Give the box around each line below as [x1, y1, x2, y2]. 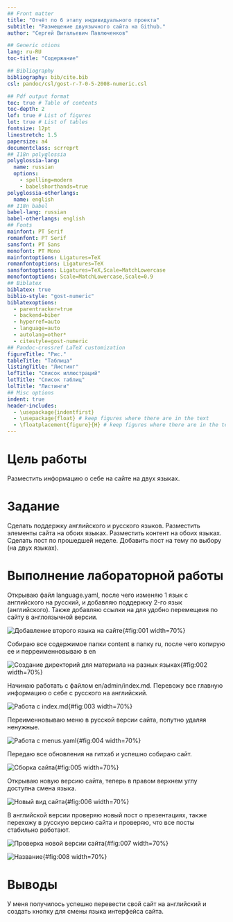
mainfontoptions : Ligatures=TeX [7, 254, 101, 261]
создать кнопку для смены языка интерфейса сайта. [7, 907, 164, 915]
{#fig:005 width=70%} [54, 763, 119, 772]
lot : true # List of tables [7, 119, 89, 125]
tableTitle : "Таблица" [7, 357, 73, 364]
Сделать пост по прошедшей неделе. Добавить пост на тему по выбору [7, 536, 222, 544]
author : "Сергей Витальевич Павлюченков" [7, 29, 129, 37]
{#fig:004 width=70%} [76, 736, 141, 745]
